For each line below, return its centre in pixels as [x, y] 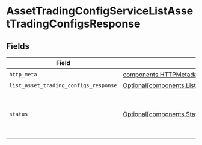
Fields [18, 46]
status [19, 114]
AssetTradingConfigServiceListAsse [100, 11]
